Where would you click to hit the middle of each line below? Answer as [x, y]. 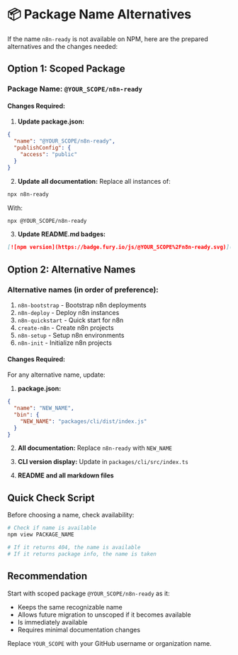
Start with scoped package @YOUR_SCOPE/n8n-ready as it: [89, 593]
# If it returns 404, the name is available [74, 548]
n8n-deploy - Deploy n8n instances [68, 313]
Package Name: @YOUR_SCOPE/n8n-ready [75, 89]
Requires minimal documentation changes [79, 629]
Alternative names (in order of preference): [83, 290]
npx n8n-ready [28, 194]
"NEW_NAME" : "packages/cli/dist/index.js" [84, 421]
